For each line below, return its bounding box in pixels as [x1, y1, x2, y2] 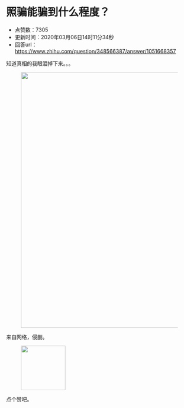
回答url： [14, 41, 37, 48]
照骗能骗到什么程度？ [6, 5, 111, 19]
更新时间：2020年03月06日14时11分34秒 [14, 33, 114, 40]
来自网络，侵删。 [6, 333, 48, 340]
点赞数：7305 [14, 26, 49, 33]
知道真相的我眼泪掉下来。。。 [6, 60, 74, 67]
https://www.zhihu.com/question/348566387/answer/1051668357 [14, 47, 176, 55]
